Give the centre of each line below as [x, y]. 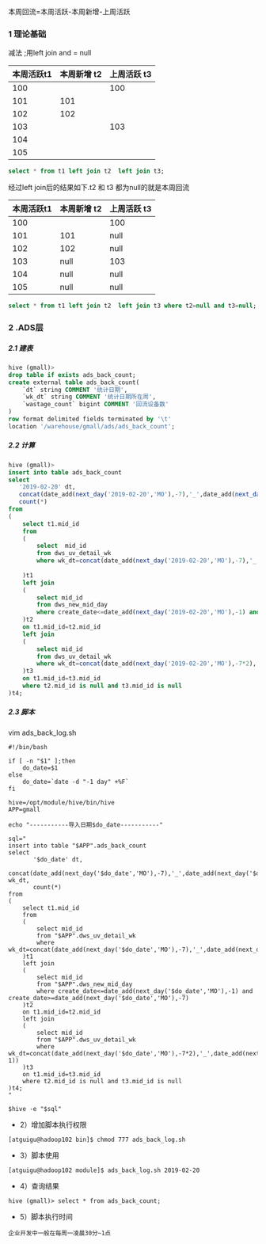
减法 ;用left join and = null [50, 53]
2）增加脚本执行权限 [53, 1124]
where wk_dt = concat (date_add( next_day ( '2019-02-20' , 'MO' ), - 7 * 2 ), [147, 664]
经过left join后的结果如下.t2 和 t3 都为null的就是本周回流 [99, 188]
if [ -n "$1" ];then [42, 761]
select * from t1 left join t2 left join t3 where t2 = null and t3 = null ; [133, 306]
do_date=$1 [40, 768]
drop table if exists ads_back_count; [72, 375]
